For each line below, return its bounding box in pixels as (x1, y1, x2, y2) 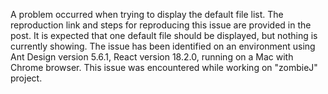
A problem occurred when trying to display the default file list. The (10, 9, 284, 20)
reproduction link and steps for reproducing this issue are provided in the (10, 19, 312, 31)
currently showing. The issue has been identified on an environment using (10, 40, 316, 52)
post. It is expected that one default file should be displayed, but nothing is (10, 30, 318, 41)
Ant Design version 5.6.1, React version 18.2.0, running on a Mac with (10, 51, 294, 63)
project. (10, 72, 43, 84)
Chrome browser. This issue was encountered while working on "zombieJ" (10, 62, 318, 73)
